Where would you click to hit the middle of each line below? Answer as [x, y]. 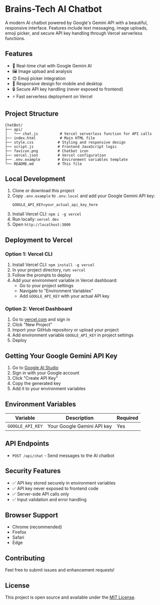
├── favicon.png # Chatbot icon [47, 151]
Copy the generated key [36, 383]
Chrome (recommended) [37, 527]
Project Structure [32, 114]
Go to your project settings [46, 286]
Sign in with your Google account [46, 373]
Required [127, 418]
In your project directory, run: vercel [49, 270]
